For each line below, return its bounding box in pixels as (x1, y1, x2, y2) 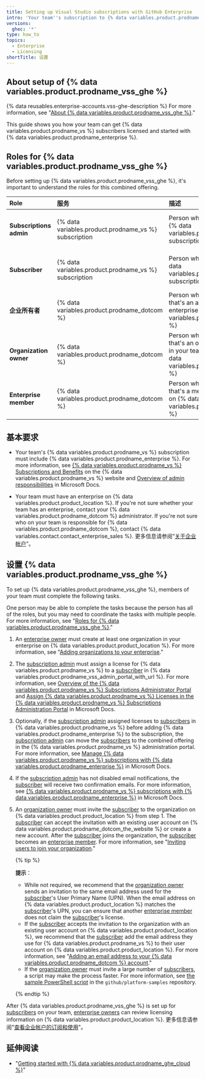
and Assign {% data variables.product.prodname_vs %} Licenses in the (15, 692, 194, 700)
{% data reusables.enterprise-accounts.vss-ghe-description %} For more (6, 102, 192, 110)
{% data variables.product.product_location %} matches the (24, 900, 176, 908)
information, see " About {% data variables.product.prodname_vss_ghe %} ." (6, 109, 195, 117)
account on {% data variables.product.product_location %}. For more (24, 946, 198, 953)
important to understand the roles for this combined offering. (6, 184, 159, 191)
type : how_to (6, 32, 40, 38)
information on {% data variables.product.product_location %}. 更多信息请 (6, 1016, 193, 1023)
